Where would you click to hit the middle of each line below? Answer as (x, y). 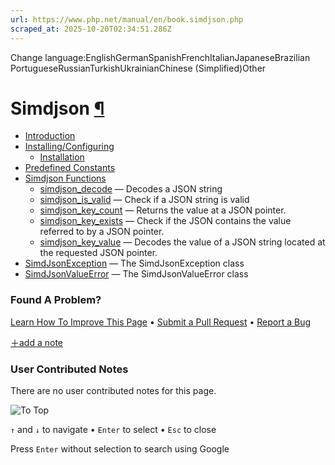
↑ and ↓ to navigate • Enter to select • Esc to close (113, 430)
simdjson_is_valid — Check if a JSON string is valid (144, 200)
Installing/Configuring (69, 147)
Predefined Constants (70, 168)
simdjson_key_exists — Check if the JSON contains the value (165, 221)
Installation (62, 157)
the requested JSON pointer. (98, 253)
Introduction (50, 136)
